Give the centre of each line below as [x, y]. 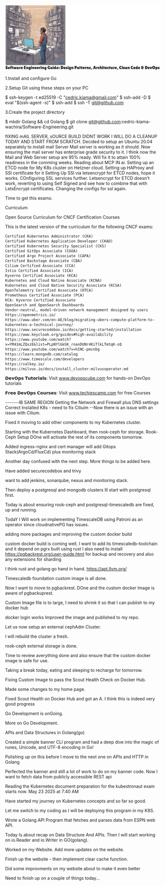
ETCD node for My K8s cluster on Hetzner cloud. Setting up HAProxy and [79, 168]
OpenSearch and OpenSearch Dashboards [45, 305]
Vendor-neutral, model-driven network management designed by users [77, 310]
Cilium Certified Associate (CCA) [41, 266]
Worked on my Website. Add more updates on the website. [65, 850]
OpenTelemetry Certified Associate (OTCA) [49, 290]
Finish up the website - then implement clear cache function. [67, 859]
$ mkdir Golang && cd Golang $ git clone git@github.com [63, 122]
